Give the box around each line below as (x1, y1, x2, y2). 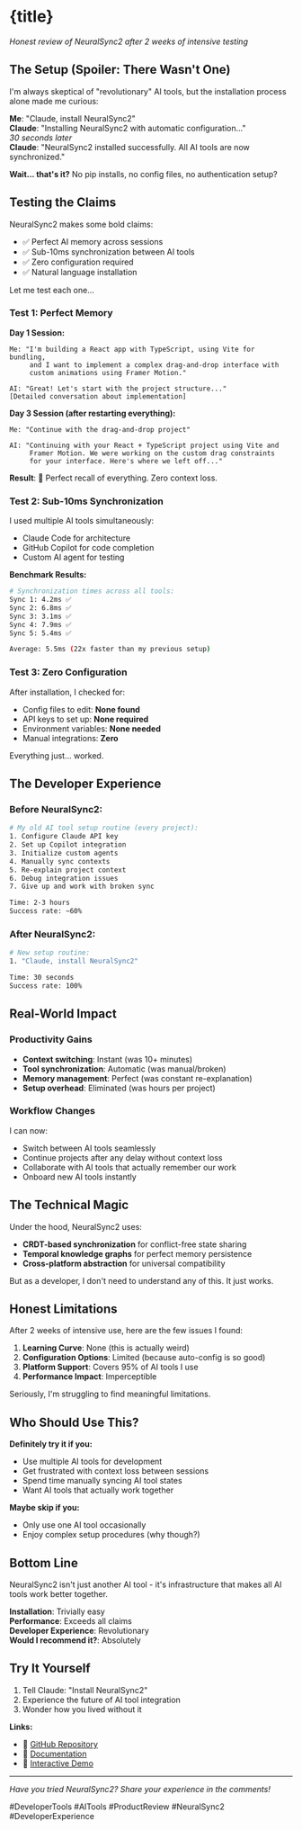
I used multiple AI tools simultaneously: (9, 516, 155, 526)
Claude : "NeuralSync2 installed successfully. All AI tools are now (9, 141, 250, 152)
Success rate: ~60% (9, 907, 83, 916)
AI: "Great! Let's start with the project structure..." (9, 384, 227, 393)
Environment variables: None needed (22, 722, 162, 734)
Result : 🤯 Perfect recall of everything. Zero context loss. (9, 472, 218, 483)
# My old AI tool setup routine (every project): (9, 823, 200, 833)
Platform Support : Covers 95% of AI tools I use (22, 1361, 200, 1373)
